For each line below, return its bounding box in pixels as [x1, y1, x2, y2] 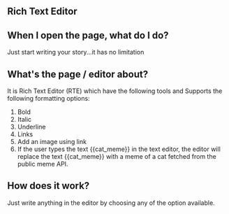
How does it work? [7, 180, 90, 192]
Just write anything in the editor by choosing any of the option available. [7, 199, 215, 207]
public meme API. [17, 160, 68, 169]
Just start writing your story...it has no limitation [7, 48, 145, 57]
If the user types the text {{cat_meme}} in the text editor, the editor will [17, 145, 221, 153]
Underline [17, 122, 46, 131]
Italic [17, 115, 32, 124]
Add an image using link [17, 138, 87, 146]
